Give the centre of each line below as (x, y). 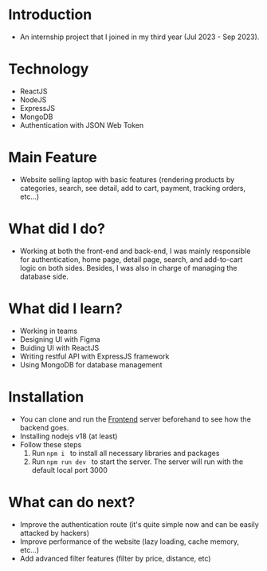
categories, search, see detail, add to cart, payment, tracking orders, (132, 188)
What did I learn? (66, 308)
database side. (44, 276)
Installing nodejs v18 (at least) (69, 436)
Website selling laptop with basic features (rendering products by (127, 179)
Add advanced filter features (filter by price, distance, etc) (115, 558)
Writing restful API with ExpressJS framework (94, 356)
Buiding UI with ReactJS (59, 347)
